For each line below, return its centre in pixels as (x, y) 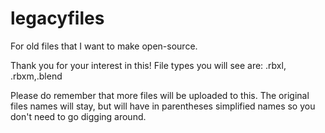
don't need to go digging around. (78, 116)
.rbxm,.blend (36, 76)
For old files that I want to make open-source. (104, 46)
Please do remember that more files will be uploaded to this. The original (160, 95)
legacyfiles (57, 18)
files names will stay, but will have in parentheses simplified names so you (163, 106)
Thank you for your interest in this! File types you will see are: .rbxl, (148, 65)
